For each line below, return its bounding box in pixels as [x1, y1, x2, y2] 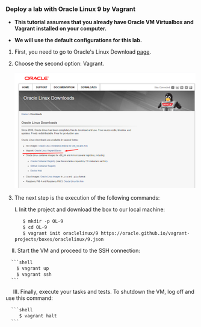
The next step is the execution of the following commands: [14, 194, 160, 202]
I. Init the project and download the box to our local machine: [14, 206, 165, 213]
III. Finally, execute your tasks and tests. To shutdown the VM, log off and [13, 288, 195, 296]
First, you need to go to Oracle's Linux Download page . [14, 48, 152, 56]
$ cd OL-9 [22, 224, 48, 230]
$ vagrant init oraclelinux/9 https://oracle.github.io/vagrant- [22, 230, 190, 237]
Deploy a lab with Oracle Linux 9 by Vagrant [5, 5, 136, 13]
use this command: [5, 294, 54, 302]
